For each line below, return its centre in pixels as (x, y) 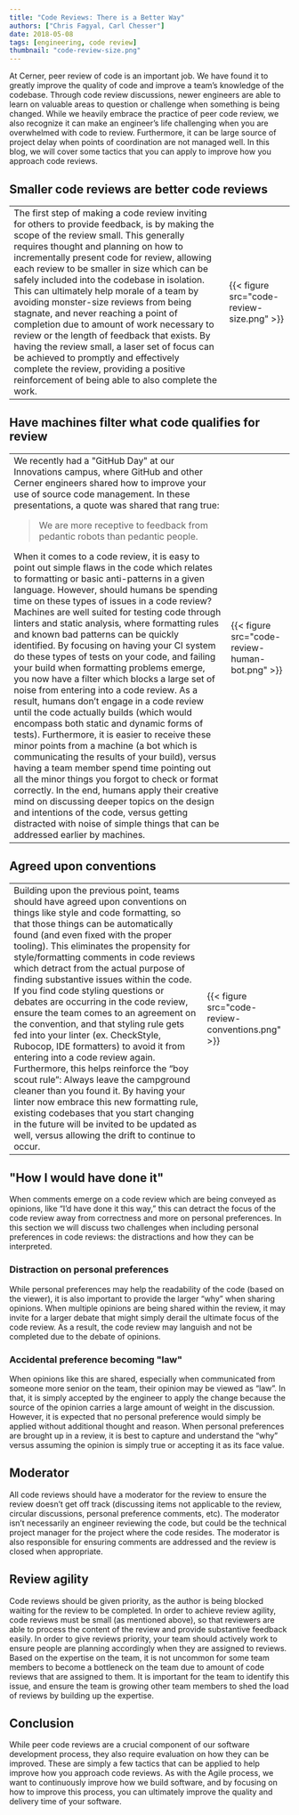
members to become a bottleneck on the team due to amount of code (137, 1667)
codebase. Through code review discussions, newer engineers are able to (145, 95)
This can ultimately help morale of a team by (106, 290)
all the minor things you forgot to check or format (116, 778)
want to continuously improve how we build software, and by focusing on (143, 1783)
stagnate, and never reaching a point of (96, 313)
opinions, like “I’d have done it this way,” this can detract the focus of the (142, 1209)
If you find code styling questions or (89, 990)
